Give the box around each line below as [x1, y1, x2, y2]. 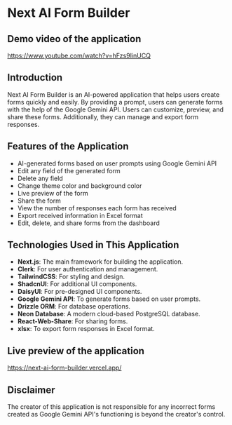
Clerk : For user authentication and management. [17, 265, 158, 274]
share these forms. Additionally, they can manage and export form [7, 112, 198, 121]
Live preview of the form [17, 189, 89, 197]
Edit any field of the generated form [17, 166, 121, 175]
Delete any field [17, 174, 63, 182]
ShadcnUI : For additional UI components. [17, 280, 137, 288]
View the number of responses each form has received [17, 203, 177, 212]
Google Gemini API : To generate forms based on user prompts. [17, 295, 201, 303]
